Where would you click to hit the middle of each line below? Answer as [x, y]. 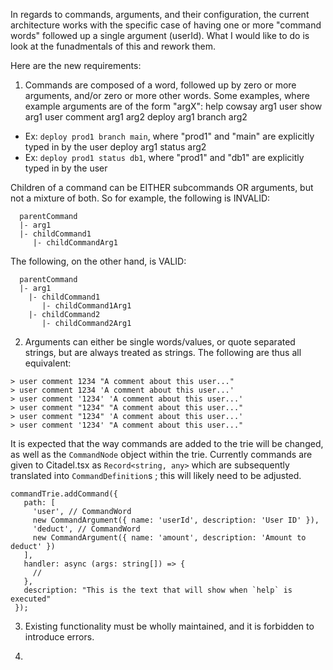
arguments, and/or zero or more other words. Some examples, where [167, 95]
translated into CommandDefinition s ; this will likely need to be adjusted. [156, 475]
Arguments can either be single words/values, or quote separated [160, 342]
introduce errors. [59, 637]
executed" [31, 599]
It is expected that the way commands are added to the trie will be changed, [167, 443]
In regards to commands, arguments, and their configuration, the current [160, 14]
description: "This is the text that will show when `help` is [158, 590]
